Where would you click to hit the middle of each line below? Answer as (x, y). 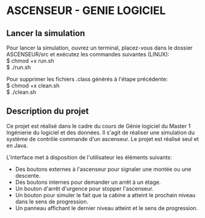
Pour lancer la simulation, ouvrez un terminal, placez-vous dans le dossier (99, 48)
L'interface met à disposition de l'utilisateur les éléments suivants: (89, 157)
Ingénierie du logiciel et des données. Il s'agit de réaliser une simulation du (100, 133)
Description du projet (48, 111)
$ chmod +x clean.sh (33, 85)
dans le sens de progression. (52, 202)
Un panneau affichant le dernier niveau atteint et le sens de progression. (106, 208)
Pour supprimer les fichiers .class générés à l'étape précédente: (87, 79)
